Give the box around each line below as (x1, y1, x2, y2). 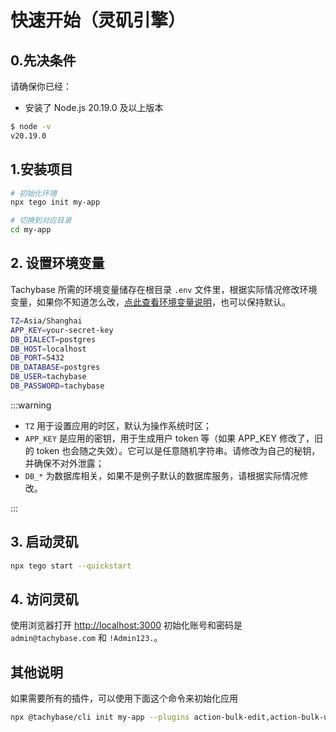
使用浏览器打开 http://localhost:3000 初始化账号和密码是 (10, 619, 243, 631)
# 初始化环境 (10, 188, 57, 198)
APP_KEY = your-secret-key (10, 325, 114, 335)
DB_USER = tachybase (10, 372, 87, 382)
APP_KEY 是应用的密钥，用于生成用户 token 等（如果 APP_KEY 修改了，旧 (24, 432, 323, 444)
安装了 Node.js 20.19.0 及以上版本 (24, 102, 164, 113)
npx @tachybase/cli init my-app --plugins (10, 712, 190, 723)
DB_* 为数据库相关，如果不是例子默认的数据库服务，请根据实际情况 (24, 469, 300, 481)
